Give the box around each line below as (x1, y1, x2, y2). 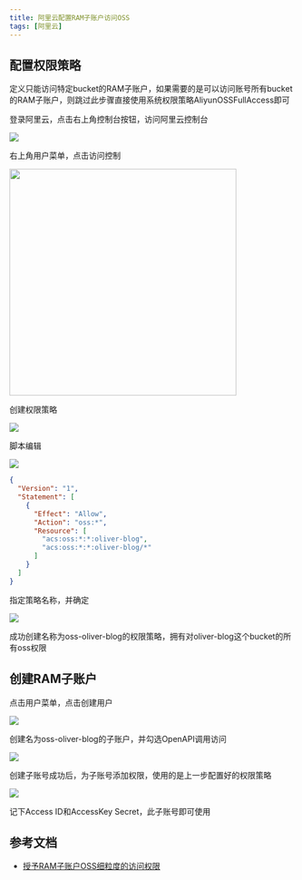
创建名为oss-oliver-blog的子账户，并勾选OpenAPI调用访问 (9, 733, 227, 744)
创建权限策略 (9, 405, 57, 416)
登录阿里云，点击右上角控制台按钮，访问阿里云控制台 (9, 114, 209, 125)
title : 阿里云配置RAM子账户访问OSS (9, 13, 130, 23)
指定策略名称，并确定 (9, 594, 89, 605)
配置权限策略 (9, 57, 82, 73)
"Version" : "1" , (17, 484, 79, 494)
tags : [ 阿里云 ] (9, 22, 63, 31)
